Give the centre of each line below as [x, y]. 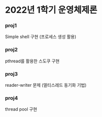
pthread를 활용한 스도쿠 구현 [32, 61]
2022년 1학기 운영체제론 [51, 10]
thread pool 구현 [21, 109]
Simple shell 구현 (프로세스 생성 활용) [41, 37]
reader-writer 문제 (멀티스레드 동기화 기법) [46, 85]
